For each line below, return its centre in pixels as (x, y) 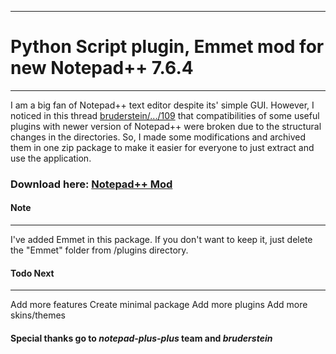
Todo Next (32, 273)
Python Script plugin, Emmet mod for (167, 47)
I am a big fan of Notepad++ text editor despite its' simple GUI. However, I (162, 105)
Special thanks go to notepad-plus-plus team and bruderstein (141, 338)
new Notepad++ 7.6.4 (102, 68)
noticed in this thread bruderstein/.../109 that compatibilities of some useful (165, 115)
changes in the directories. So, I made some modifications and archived (158, 137)
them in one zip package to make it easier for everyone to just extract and (162, 147)
